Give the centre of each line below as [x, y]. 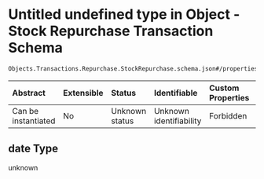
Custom [224, 88]
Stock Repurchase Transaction [111, 31]
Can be [26, 111]
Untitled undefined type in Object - [124, 15]
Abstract [29, 93]
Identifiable [176, 93]
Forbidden [228, 115]
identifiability [178, 121]
